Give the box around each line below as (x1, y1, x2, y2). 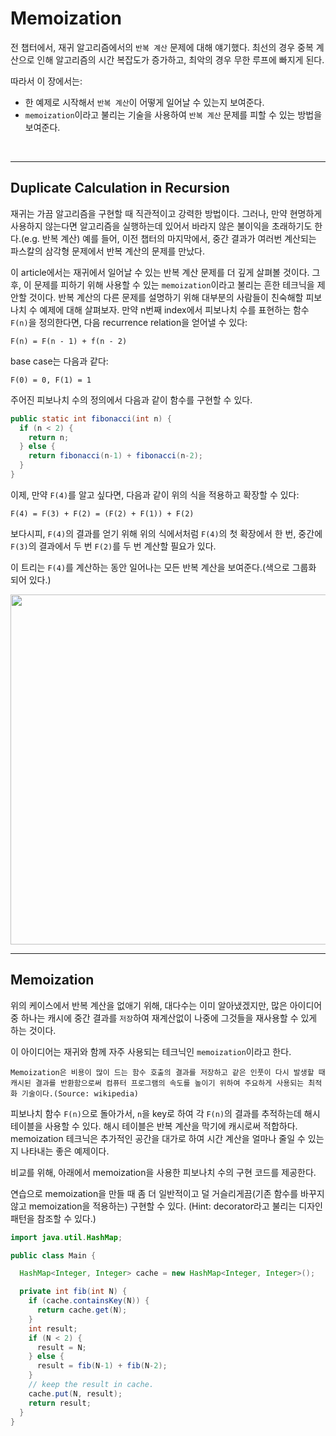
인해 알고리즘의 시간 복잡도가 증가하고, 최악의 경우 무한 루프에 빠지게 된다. (36, 53, 325, 66)
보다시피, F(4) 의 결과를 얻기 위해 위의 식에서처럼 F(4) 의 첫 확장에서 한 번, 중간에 (10, 527, 323, 539)
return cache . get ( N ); (36, 1305, 128, 1316)
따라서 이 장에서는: (10, 75, 83, 87)
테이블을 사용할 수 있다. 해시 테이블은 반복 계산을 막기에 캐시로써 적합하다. (10, 1120, 298, 1132)
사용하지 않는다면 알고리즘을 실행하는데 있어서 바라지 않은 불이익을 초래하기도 (10, 220, 313, 232)
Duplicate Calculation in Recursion (10, 180, 230, 197)
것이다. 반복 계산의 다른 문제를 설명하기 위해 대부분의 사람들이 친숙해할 (28, 291, 304, 303)
